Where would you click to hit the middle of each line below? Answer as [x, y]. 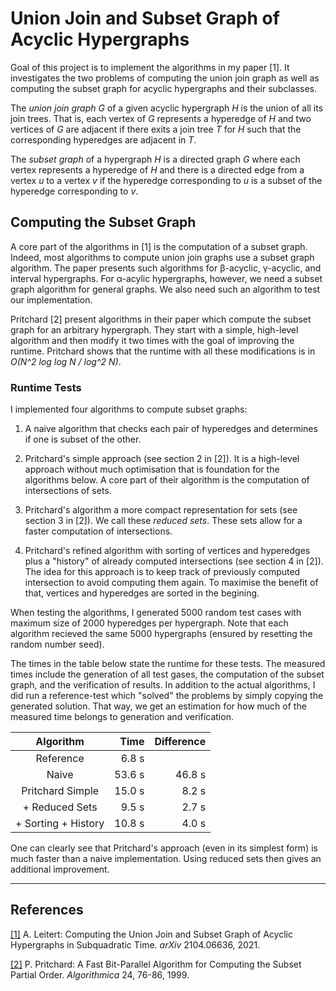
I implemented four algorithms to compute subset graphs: [129, 409]
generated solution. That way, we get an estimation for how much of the [158, 706]
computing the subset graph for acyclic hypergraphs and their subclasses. [164, 88]
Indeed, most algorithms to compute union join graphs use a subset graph [162, 257]
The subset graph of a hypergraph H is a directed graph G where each [155, 159]
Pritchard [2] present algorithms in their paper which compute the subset [161, 319]
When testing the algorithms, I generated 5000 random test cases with [156, 613]
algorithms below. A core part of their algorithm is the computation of [167, 480]
